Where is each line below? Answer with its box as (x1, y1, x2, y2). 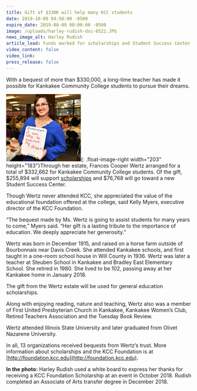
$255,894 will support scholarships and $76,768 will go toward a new (6, 174, 175, 182)
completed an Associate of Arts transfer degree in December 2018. (6, 378, 169, 385)
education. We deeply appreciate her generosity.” (6, 228, 126, 235)
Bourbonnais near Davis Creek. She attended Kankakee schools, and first (6, 246, 184, 253)
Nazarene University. (6, 330, 57, 337)
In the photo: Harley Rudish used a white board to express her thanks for (6, 365, 183, 373)
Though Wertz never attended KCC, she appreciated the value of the (6, 192, 173, 199)
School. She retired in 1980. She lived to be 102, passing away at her (6, 265, 172, 272)
